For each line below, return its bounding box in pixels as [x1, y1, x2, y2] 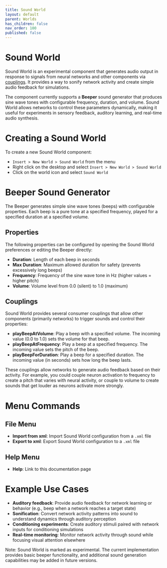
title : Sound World [5, 7, 46, 12]
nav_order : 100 [5, 26, 37, 31]
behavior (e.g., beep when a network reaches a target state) [12, 505, 136, 511]
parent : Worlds [5, 16, 37, 21]
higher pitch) [12, 278, 39, 284]
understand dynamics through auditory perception [12, 516, 116, 522]
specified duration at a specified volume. [5, 214, 89, 220]
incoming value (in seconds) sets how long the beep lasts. [12, 357, 132, 363]
